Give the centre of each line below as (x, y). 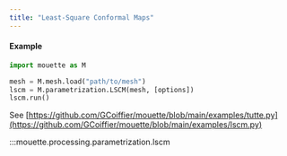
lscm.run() (30, 98)
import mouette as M (48, 65)
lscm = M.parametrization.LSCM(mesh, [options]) (102, 90)
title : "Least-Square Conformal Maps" (82, 17)
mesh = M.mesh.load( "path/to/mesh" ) (78, 82)
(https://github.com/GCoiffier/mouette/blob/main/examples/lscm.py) (136, 125)
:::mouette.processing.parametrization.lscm (90, 142)
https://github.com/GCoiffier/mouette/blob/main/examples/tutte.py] (153, 115)
